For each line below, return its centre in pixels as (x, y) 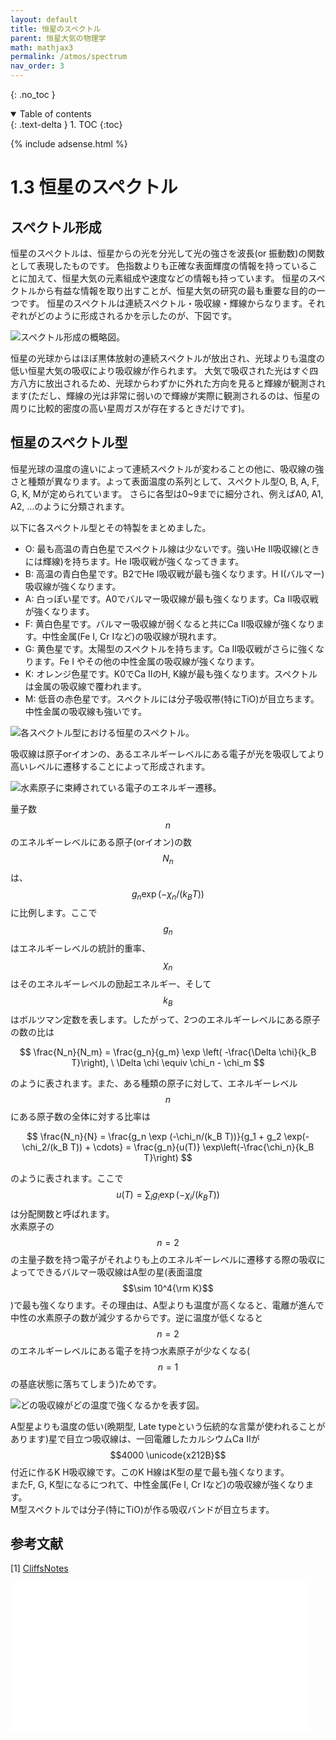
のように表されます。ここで (67, 1178)
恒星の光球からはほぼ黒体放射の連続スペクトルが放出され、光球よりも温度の (167, 358)
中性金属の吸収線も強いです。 (85, 711)
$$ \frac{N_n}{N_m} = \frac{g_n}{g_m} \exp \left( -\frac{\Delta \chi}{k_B (168, 1052)
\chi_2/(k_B (45, 1147)
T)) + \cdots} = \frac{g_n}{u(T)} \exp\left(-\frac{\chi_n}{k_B (192, 1147)
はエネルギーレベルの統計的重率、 (80, 948)
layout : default (44, 19)
